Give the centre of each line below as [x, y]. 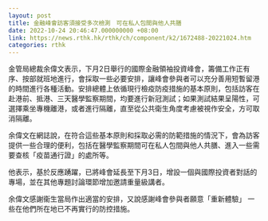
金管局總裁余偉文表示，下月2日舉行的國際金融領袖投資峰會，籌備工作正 [126, 69]
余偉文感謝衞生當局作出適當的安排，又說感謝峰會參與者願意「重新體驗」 [127, 199]
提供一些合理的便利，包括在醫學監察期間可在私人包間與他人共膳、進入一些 [130, 145]
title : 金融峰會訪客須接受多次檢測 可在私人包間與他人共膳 [95, 23]
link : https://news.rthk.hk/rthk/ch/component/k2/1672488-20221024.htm [130, 38]
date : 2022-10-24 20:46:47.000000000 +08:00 [83, 30]
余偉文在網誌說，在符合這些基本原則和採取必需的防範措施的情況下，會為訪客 [134, 135]
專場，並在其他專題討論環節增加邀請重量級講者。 [89, 182]
